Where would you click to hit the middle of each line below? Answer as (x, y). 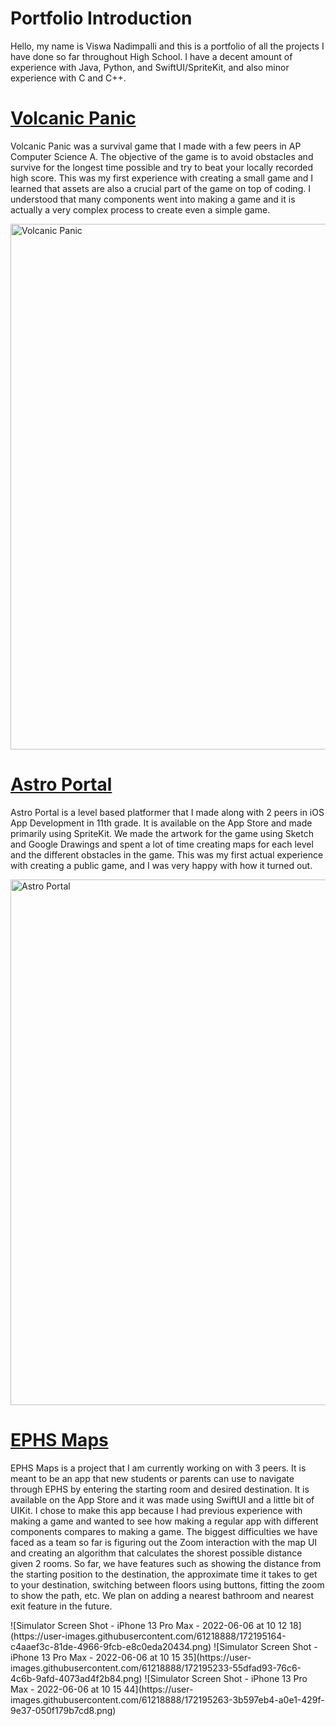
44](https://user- (158, 1689)
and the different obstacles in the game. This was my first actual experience (167, 854)
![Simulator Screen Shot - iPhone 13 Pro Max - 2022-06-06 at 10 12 (149, 1625)
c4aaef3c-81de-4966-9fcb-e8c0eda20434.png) (111, 1646)
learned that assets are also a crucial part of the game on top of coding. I (160, 188)
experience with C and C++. (68, 78)
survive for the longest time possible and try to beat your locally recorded (162, 167)
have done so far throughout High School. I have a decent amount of (151, 56)
